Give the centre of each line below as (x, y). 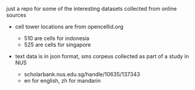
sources (16, 15)
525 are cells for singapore (57, 45)
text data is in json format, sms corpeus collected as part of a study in (102, 56)
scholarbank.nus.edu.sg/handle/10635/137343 (82, 74)
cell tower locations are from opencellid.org (69, 27)
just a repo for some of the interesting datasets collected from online (91, 9)
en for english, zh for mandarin (62, 81)
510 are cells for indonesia (56, 38)
